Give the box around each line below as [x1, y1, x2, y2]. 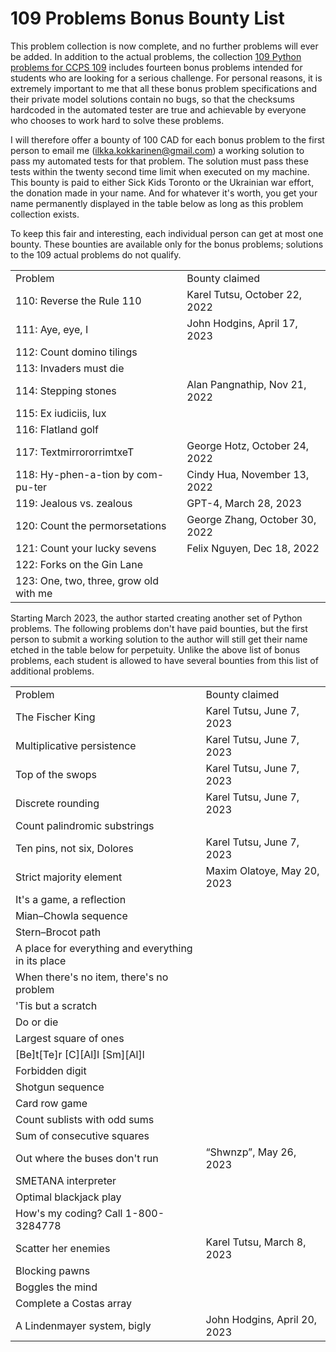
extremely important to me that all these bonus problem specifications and [10, 82, 318, 94]
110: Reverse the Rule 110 [15, 293, 142, 307]
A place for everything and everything [15, 941, 193, 955]
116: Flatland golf [15, 422, 99, 436]
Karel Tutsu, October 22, [186, 287, 303, 301]
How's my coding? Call [15, 1206, 123, 1220]
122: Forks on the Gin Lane [15, 557, 143, 571]
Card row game [15, 1096, 88, 1110]
